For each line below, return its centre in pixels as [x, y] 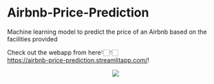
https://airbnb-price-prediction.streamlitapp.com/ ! [78, 60]
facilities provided [32, 39]
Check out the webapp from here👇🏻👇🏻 [63, 52]
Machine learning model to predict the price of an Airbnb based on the [107, 32]
